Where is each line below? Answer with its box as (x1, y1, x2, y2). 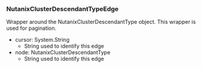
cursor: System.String (15, 36, 70, 44)
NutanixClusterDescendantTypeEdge (6, 5, 119, 13)
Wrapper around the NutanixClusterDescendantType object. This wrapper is (6, 18, 196, 26)
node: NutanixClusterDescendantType (15, 49, 111, 56)
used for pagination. (6, 24, 57, 32)
